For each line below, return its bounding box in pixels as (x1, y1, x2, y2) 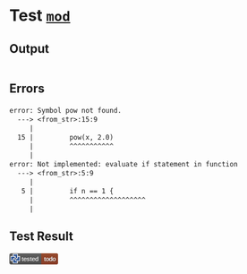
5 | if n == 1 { (21, 186, 115, 195)
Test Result (9, 229, 73, 244)
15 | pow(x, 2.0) (17, 133, 115, 141)
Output (9, 41, 49, 56)
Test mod (9, 5, 71, 26)
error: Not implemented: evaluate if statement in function (9, 159, 239, 168)
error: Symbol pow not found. (9, 106, 123, 115)
